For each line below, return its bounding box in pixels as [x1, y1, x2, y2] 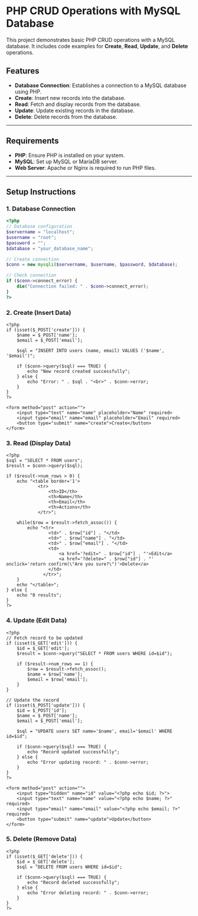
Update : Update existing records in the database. [14, 107, 135, 114]
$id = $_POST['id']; [16, 707, 67, 714]
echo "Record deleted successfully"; [27, 879, 120, 885]
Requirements [6, 136, 59, 146]
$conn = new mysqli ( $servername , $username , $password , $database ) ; [6, 262, 178, 267]
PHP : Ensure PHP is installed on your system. [14, 151, 125, 159]
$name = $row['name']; [27, 671, 83, 677]
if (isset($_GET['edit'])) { [6, 640, 78, 646]
